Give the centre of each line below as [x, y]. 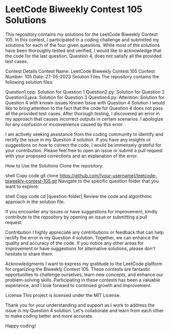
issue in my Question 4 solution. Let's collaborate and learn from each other [84, 310]
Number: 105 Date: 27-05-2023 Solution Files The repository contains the [82, 76]
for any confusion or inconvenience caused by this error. [64, 124]
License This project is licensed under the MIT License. [63, 295]
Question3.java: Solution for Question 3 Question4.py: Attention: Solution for [85, 97]
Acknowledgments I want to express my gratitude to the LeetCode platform [84, 264]
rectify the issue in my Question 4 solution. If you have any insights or [78, 140]
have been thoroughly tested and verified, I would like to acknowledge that [83, 50]
